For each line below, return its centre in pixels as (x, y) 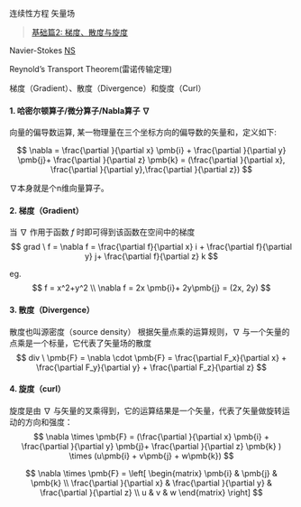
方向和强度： (49, 421)
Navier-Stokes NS (42, 51)
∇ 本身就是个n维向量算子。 (59, 189)
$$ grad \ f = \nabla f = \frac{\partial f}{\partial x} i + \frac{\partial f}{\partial (151, 247)
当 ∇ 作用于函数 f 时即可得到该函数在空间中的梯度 (102, 232)
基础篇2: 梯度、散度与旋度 (80, 32)
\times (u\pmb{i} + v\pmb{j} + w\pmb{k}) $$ (151, 456)
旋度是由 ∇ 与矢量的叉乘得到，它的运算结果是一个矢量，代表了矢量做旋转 (146, 410)
